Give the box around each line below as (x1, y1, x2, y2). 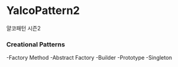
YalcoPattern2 (6, 4, 80, 18)
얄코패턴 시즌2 (6, 24, 41, 32)
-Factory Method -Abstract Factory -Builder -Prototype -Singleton (6, 54, 173, 62)
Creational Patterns (6, 40, 65, 49)
